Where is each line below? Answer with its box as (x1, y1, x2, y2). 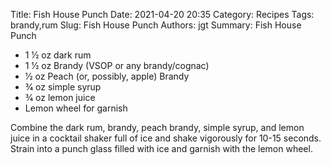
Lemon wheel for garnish (24, 102, 128, 114)
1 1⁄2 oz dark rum (24, 49, 92, 61)
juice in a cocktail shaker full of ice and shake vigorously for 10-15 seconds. (10, 132, 322, 144)
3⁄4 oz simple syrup (24, 81, 102, 93)
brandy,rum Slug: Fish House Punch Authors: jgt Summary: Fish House (10, 19, 302, 31)
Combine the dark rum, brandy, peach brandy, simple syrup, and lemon (10, 122, 305, 133)
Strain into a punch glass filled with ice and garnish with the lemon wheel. (10, 143, 313, 154)
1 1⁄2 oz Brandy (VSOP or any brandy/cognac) (24, 60, 210, 71)
